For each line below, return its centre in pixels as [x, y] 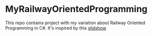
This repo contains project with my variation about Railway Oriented [75, 23]
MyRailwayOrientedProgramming [77, 9]
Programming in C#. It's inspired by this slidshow [56, 28]
